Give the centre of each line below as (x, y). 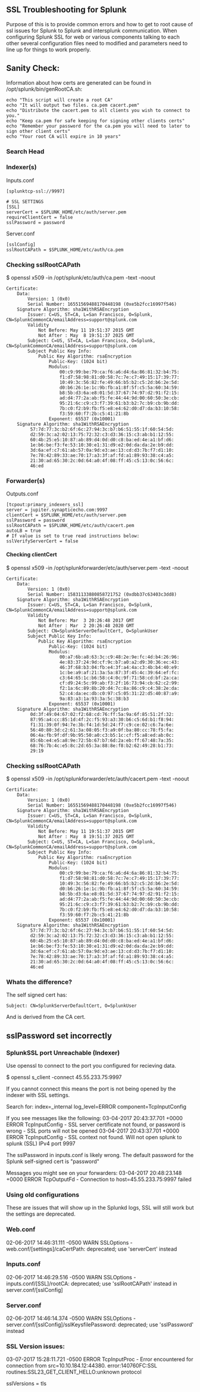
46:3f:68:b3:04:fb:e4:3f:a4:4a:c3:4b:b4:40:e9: (119, 667)
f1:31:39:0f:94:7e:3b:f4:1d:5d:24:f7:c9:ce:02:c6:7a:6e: (102, 725)
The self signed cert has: (37, 995)
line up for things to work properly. (49, 49)
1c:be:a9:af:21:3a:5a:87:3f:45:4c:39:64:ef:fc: (119, 672)
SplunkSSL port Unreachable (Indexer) (63, 1053)
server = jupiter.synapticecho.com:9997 (57, 510)
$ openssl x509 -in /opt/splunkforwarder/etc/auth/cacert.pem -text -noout (98, 779)
